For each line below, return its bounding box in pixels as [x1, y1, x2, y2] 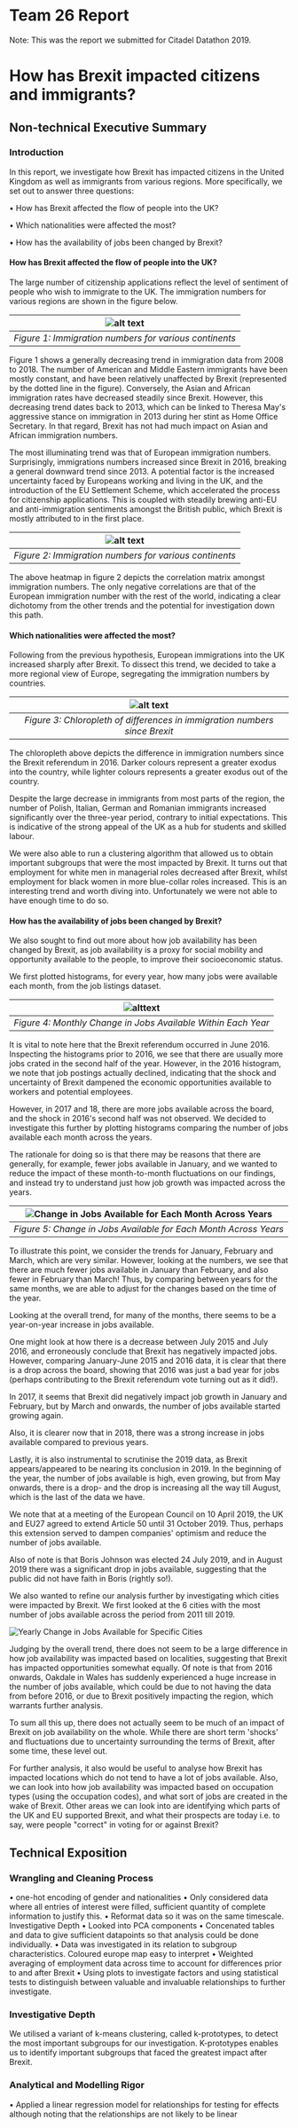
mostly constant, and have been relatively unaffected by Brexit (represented [9, 373, 286, 384]
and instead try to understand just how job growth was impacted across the [9, 1177, 286, 1189]
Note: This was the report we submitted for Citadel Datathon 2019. [9, 35, 252, 45]
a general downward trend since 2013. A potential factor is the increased [9, 467, 275, 477]
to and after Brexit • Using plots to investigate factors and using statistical [9, 1967, 279, 1978]
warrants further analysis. [9, 1700, 104, 1711]
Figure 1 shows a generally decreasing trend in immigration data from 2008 [9, 355, 284, 365]
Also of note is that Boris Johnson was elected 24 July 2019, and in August [9, 1554, 283, 1566]
